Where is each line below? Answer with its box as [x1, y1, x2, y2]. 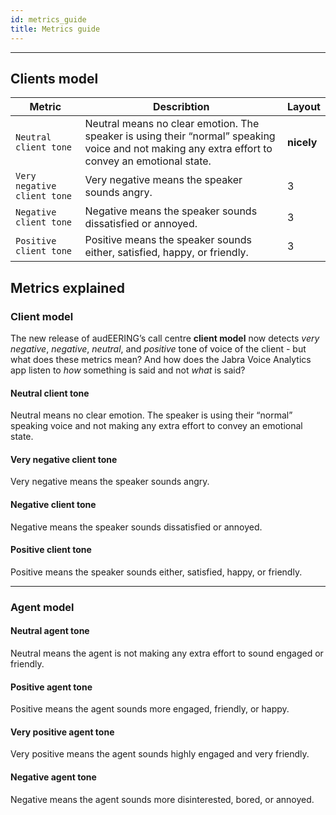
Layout [286, 100, 321, 114]
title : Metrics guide [10, 24, 101, 34]
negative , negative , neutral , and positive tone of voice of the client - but [10, 343, 307, 355]
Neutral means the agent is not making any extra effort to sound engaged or [10, 647, 324, 659]
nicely [286, 136, 318, 150]
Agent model [10, 600, 75, 614]
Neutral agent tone [10, 625, 90, 637]
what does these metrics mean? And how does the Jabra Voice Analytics [10, 354, 312, 365]
